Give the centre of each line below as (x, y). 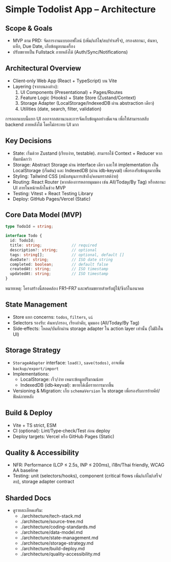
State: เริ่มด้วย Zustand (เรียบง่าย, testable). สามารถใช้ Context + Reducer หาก (87, 153)
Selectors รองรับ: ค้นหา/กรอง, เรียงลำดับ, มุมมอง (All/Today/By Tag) (76, 322)
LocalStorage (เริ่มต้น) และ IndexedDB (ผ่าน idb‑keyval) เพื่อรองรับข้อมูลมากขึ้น (87, 170)
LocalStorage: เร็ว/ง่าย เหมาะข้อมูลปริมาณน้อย (62, 379)
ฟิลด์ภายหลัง (23, 396)
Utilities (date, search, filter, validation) (61, 109)
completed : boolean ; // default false (59, 264)
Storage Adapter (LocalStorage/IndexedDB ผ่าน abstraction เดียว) (87, 103)
